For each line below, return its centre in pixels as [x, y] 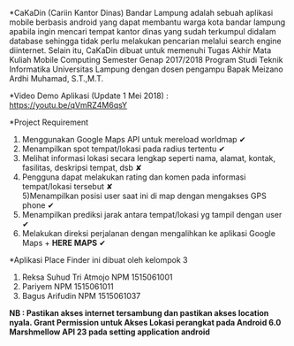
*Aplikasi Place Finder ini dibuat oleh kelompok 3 [98, 260]
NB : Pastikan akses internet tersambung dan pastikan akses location [139, 313]
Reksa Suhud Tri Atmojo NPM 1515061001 [97, 277]
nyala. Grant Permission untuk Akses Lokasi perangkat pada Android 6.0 [145, 323]
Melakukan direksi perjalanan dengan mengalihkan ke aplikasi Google [149, 233]
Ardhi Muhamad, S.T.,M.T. [57, 78]
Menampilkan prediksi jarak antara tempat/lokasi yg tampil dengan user [152, 215]
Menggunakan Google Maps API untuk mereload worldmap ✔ [134, 139]
